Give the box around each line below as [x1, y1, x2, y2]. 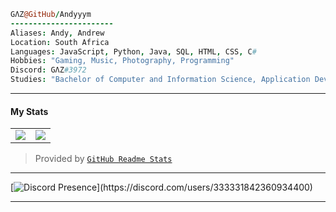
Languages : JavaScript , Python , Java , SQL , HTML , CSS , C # [10, 46, 257, 57]
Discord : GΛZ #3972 [10, 65, 87, 75]
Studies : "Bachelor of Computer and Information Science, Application [10, 75, 311, 85]
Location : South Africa [10, 37, 110, 47]
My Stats [10, 105, 49, 117]
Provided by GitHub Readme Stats [34, 153, 173, 165]
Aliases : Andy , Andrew [10, 28, 105, 38]
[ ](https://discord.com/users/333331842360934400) [10, 181, 313, 194]
